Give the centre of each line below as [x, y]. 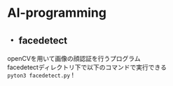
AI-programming [57, 13]
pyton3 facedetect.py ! [41, 75]
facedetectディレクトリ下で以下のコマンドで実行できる [87, 67]
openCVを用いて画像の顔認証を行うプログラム [74, 58]
